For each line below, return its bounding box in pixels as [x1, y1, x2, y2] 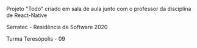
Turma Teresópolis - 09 [6, 35, 65, 42]
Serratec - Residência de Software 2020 [6, 24, 108, 30]
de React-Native [6, 12, 48, 19]
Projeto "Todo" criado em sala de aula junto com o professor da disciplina [6, 5, 192, 12]
